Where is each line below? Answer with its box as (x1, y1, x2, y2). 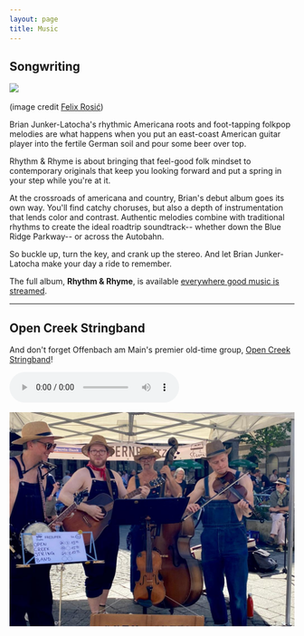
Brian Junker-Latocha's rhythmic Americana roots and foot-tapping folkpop (9, 119, 291, 130)
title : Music (9, 24, 59, 34)
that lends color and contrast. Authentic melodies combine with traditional (9, 212, 285, 223)
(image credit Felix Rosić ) (9, 101, 104, 112)
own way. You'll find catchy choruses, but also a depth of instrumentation (9, 202, 283, 213)
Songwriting (9, 59, 81, 74)
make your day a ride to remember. (41, 258, 172, 269)
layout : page (9, 14, 59, 24)
